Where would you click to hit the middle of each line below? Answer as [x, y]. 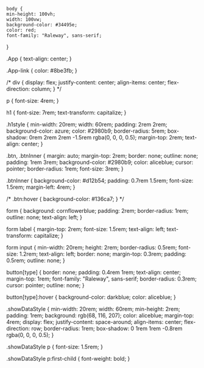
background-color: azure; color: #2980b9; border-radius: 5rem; [86, 131]
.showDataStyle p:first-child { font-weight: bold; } [68, 359]
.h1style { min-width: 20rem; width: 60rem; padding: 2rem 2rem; [87, 124]
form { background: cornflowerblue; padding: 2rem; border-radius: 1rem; [97, 211]
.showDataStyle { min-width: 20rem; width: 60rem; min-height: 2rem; [93, 309]
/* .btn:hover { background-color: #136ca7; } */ [65, 199]
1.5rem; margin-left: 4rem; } [41, 187]
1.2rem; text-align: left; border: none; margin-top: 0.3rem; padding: [103, 254]
